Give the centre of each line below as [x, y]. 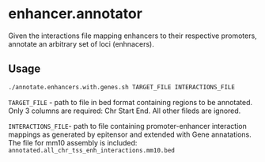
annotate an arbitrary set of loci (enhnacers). [81, 43]
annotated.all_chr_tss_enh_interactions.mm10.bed [92, 150]
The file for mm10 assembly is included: [73, 142]
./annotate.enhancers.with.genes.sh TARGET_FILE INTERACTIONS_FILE [122, 87]
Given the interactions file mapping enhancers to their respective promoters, [132, 36]
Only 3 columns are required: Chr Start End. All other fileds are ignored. [125, 111]
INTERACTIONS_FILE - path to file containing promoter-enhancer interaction [127, 126]
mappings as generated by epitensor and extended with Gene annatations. [130, 134]
